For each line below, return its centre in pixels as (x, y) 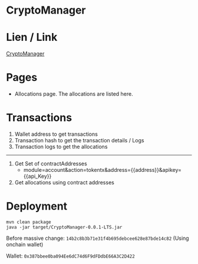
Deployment (37, 206)
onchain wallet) (25, 244)
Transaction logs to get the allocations (61, 146)
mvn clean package (29, 222)
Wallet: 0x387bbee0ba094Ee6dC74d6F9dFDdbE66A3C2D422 (71, 256)
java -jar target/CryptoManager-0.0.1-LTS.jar (64, 227)
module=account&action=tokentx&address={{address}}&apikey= (102, 170)
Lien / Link (32, 38)
